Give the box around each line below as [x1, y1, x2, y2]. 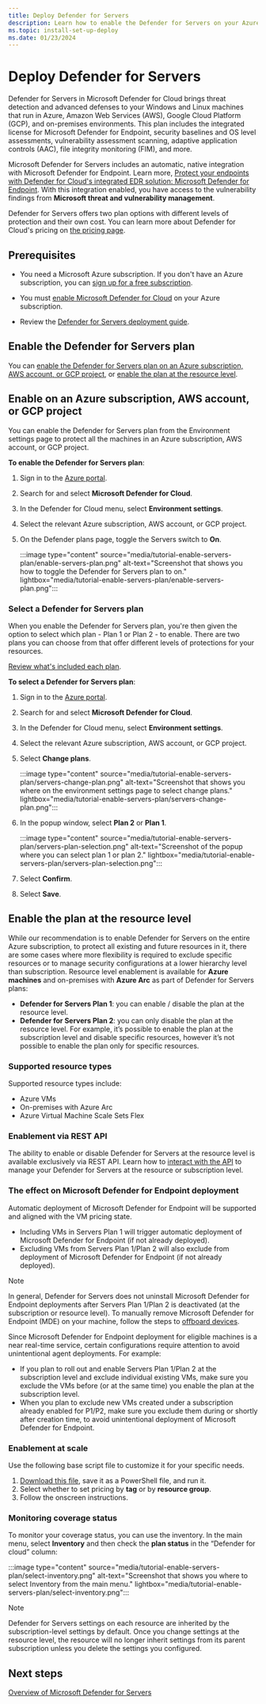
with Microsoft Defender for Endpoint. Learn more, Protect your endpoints [8, 168, 249, 178]
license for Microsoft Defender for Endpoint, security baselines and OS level [8, 127, 256, 137]
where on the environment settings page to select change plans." [19, 785, 233, 795]
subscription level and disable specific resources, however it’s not [19, 1032, 235, 1042]
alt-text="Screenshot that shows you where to [97, 1571, 248, 1581]
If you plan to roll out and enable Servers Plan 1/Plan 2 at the [19, 1364, 217, 1373]
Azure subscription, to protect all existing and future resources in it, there [8, 941, 247, 951]
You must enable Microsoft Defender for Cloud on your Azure [19, 294, 220, 302]
